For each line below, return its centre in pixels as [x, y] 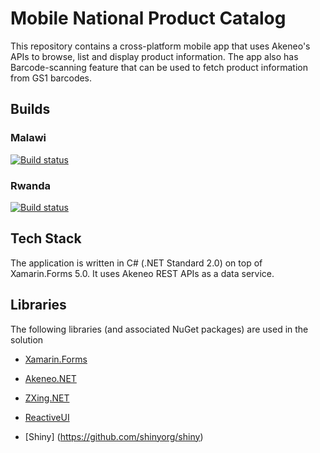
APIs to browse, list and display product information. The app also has [154, 56]
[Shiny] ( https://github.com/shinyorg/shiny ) [114, 436]
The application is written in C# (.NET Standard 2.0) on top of [136, 263]
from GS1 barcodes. [51, 78]
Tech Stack [46, 238]
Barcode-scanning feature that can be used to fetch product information [159, 67]
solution [27, 339]
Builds [30, 109]
